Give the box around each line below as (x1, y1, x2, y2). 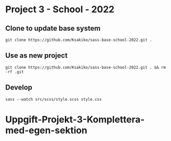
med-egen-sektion (5, 124, 88, 136)
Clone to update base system (5, 24, 101, 33)
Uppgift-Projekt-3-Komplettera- (5, 113, 145, 125)
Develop (5, 83, 32, 92)
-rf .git (5, 69, 24, 75)
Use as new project (5, 51, 68, 60)
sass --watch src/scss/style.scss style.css (5, 97, 102, 102)
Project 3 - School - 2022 (5, 4, 115, 15)
